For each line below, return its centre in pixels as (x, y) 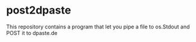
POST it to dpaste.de (32, 33)
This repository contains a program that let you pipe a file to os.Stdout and (98, 27)
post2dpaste (39, 10)
